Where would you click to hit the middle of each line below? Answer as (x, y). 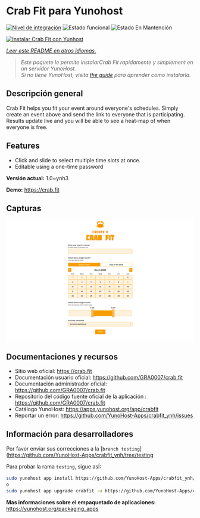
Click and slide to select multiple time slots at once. (78, 160)
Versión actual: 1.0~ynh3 (37, 178)
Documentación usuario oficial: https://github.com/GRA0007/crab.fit (99, 378)
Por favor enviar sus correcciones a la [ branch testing (73, 448)
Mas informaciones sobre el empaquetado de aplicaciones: (81, 502)
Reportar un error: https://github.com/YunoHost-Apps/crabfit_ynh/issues (104, 415)
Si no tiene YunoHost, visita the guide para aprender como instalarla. (106, 75)
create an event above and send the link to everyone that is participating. (96, 114)
